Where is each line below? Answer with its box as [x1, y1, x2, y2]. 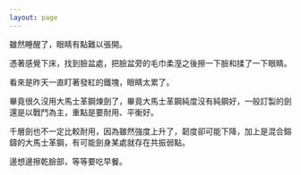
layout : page [9, 12, 58, 22]
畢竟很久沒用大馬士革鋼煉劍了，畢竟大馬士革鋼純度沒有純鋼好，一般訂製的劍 [9, 96, 292, 106]
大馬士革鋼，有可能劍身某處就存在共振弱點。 [24, 137, 190, 147]
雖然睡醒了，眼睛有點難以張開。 [9, 38, 127, 49]
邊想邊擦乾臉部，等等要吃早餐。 [9, 155, 127, 166]
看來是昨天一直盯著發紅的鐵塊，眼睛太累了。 [9, 77, 175, 87]
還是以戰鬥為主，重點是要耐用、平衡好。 [9, 106, 159, 117]
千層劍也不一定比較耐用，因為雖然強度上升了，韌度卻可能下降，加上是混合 [9, 126, 284, 137]
